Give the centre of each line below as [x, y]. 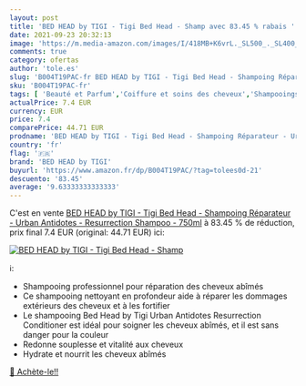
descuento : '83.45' [46, 178]
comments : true [38, 52]
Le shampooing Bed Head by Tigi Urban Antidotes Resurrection [142, 316]
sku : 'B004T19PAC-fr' [51, 86]
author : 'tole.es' [44, 69]
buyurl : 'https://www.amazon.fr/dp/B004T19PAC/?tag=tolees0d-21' [136, 170]
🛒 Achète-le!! [34, 372]
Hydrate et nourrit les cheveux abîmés [94, 354]
